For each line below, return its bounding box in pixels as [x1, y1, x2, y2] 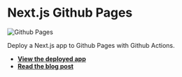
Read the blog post [17, 62, 73, 70]
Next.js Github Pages [7, 5, 133, 21]
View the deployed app [17, 54, 86, 63]
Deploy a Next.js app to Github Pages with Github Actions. [7, 41, 175, 49]
